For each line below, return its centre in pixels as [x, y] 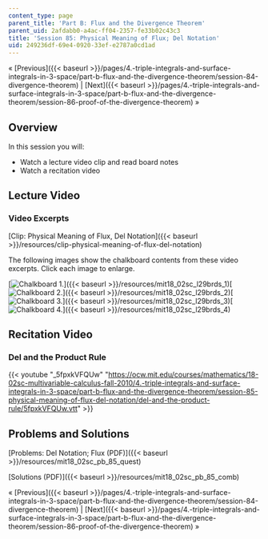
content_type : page [41, 16]
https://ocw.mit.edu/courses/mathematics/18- [183, 375]
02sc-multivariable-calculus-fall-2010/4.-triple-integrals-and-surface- [124, 383]
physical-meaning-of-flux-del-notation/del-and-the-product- [109, 400]
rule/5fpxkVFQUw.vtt [43, 409]
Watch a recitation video [60, 170]
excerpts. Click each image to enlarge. [72, 268]
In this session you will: [46, 146]
